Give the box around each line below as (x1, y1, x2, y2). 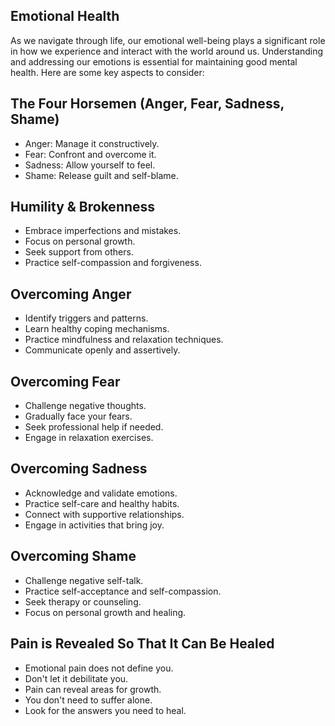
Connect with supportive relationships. (24, 508, 185, 520)
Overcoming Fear (10, 373, 121, 390)
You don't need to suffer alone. (24, 694, 153, 706)
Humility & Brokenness (10, 199, 156, 216)
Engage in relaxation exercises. (24, 432, 154, 444)
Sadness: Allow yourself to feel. (24, 159, 156, 171)
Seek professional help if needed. (24, 421, 164, 433)
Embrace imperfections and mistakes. (24, 225, 182, 237)
